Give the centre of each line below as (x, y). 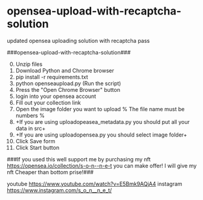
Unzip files (29, 64)
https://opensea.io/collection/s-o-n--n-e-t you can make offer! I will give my (102, 166)
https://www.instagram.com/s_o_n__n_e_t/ (60, 190)
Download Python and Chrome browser (65, 70)
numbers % (30, 115)
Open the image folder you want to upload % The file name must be (100, 109)
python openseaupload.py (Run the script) (68, 83)
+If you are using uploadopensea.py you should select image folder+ (101, 135)
